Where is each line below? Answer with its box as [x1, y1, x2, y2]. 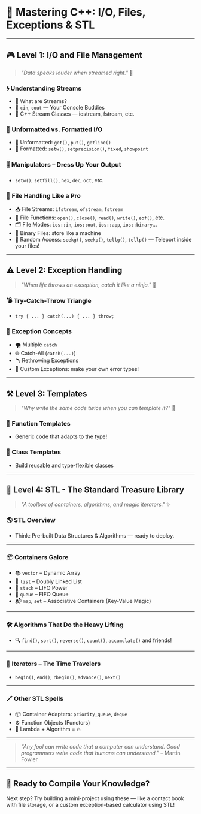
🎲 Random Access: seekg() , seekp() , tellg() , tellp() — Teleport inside [14, 236, 192, 243]
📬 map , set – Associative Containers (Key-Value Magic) [14, 598, 151, 605]
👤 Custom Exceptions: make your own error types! [14, 366, 139, 373]
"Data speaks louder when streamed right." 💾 [20, 69, 133, 76]
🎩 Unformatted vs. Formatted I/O [6, 125, 103, 134]
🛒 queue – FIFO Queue [14, 590, 69, 598]
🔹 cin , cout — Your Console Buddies [14, 104, 105, 111]
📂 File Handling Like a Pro [6, 191, 81, 200]
